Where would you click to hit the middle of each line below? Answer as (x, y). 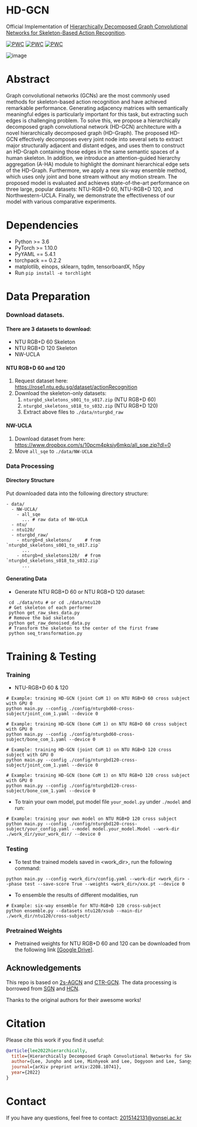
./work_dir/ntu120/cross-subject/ (48, 916)
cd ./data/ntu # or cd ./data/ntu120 (55, 603)
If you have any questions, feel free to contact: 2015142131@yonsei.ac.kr (94, 1118)
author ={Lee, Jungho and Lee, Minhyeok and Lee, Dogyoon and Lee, (94, 1062)
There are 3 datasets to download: (49, 329)
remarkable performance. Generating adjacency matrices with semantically (97, 108)
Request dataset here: (41, 381)
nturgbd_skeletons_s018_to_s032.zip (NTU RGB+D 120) (91, 406)
